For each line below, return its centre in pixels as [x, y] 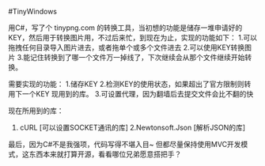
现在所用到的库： [36, 111]
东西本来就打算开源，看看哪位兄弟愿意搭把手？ [105, 154]
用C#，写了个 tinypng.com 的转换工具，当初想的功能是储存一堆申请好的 [125, 28]
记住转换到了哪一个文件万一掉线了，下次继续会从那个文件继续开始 [138, 57]
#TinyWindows [33, 11]
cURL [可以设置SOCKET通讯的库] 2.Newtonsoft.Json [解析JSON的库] [132, 127]
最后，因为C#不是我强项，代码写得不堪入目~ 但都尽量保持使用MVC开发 [125, 144]
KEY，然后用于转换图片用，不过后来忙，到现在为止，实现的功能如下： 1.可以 [132, 38]
